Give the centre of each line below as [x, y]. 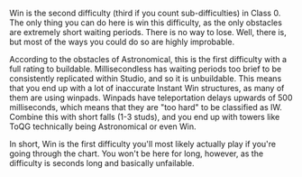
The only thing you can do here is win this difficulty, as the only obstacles [146, 23]
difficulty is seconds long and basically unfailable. [102, 163]
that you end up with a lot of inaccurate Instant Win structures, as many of [147, 88]
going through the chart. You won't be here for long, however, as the [137, 154]
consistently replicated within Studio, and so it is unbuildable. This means [146, 79]
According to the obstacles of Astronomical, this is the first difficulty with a [148, 59]
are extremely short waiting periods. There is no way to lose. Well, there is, [148, 32]
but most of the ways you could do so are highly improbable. [122, 42]
